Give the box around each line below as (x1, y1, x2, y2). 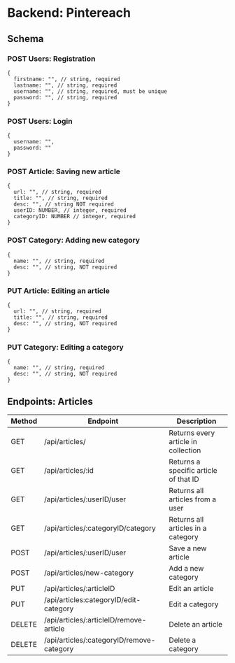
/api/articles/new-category (44, 568, 134, 578)
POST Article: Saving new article (7, 166, 121, 176)
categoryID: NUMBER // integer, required (13, 213, 136, 220)
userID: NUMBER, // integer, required (13, 207, 127, 214)
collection (169, 445, 201, 455)
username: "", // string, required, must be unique (13, 87, 168, 95)
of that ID (169, 474, 199, 484)
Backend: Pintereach (7, 5, 131, 21)
